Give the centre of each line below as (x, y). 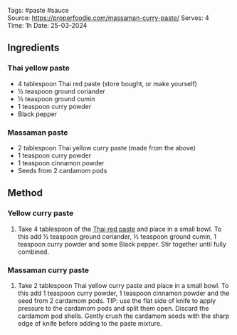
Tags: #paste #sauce (38, 10)
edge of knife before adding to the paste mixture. (90, 323)
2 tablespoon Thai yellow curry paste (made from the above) (106, 148)
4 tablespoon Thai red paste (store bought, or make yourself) (107, 83)
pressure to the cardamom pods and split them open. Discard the (113, 308)
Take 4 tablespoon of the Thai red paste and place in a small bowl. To (120, 229)
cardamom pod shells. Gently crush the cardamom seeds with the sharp (123, 316)
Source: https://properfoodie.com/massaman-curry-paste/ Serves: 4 (108, 18)
